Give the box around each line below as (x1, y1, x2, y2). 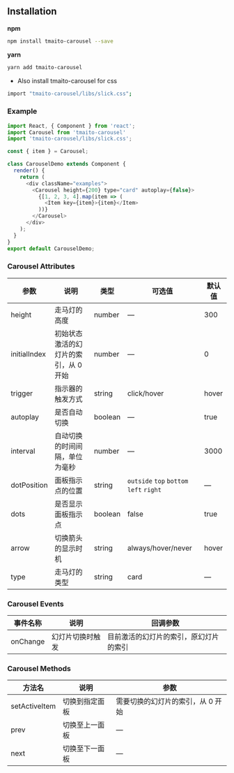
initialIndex (10, 349, 47, 359)
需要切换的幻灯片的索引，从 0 (116, 697, 214, 707)
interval (10, 446, 36, 456)
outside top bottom (127, 477, 189, 485)
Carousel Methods (7, 664, 72, 673)
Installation (7, 6, 57, 17)
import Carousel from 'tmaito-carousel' (7, 129, 127, 136)
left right (127, 486, 162, 493)
